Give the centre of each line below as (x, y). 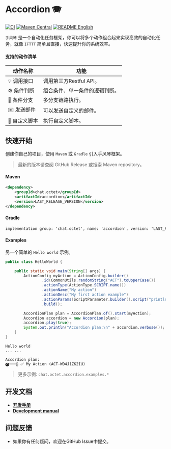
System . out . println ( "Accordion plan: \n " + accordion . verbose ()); (94, 328)
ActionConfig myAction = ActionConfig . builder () (76, 276)
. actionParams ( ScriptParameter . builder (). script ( (95, 299)
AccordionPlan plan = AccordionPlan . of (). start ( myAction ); (88, 313)
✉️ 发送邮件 (22, 110)
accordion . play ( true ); (48, 323)
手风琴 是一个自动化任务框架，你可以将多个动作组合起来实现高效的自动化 (81, 37)
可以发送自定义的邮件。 (71, 111)
